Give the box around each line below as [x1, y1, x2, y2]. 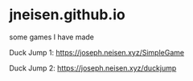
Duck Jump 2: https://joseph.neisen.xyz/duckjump [9, 63, 177, 73]
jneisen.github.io [9, 6, 125, 24]
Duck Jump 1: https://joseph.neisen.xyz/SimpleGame [9, 47, 184, 57]
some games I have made [9, 32, 95, 42]
